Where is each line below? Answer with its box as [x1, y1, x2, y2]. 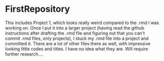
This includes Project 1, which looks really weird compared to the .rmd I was [5, 20, 159, 26]
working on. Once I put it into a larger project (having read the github [5, 25, 144, 30]
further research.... [5, 51, 43, 57]
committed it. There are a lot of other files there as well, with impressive [5, 40, 151, 46]
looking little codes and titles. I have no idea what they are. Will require [5, 46, 149, 52]
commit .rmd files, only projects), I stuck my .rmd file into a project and [5, 35, 149, 41]
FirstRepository [5, 3, 70, 15]
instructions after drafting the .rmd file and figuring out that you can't [5, 30, 145, 36]
